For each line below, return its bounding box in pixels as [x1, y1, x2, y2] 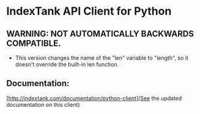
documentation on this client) [6, 101, 81, 108]
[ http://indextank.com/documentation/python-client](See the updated [6, 94, 182, 102]
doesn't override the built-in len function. [15, 61, 119, 68]
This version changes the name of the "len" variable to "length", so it [15, 54, 188, 62]
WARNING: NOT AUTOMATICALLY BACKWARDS [6, 29, 194, 39]
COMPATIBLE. [6, 38, 61, 48]
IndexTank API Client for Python [6, 4, 172, 18]
